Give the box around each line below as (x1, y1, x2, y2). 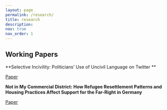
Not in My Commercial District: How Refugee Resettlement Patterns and (5, 83, 162, 90)
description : (5, 21, 33, 27)
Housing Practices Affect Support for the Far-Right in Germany (5, 89, 142, 95)
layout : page (5, 7, 33, 13)
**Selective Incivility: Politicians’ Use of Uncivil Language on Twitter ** (5, 63, 156, 70)
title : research (5, 17, 40, 22)
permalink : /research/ (5, 12, 54, 17)
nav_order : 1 (5, 31, 33, 36)
